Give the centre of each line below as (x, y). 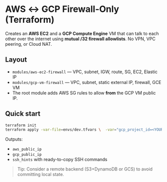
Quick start (23, 114)
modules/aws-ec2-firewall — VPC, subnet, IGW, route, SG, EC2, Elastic (85, 72)
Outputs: (14, 139)
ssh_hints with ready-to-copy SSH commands (60, 160)
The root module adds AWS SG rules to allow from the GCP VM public (84, 92)
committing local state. (41, 175)
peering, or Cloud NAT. (29, 44)
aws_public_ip (27, 149)
